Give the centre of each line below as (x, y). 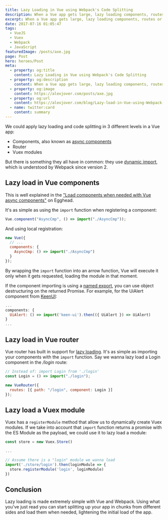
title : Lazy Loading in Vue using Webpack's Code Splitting (69, 10)
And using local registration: (34, 229)
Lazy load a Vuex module (45, 410)
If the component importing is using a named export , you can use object (79, 285)
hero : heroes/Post (24, 61)
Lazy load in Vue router (42, 340)
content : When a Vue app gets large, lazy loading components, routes (89, 84)
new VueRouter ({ (22, 385)
